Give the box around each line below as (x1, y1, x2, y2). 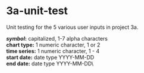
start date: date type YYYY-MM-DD (6, 54, 95, 61)
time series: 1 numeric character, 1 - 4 (6, 47, 100, 54)
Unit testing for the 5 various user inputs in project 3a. (6, 24, 139, 31)
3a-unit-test (6, 4, 68, 18)
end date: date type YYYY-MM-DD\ (6, 60, 94, 67)
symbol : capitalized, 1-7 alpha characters (6, 35, 108, 42)
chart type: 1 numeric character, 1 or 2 (6, 41, 101, 48)
